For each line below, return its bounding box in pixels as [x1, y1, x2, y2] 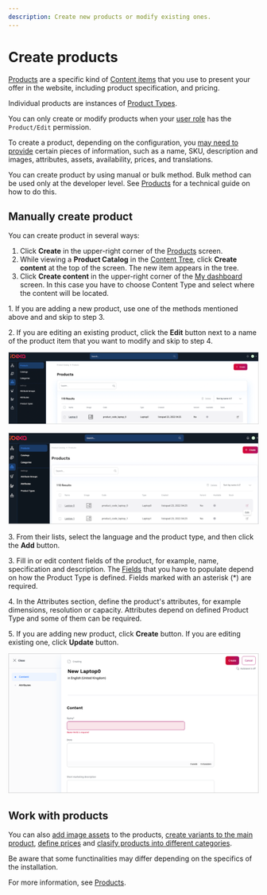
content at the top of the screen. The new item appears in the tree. [19, 263, 240, 273]
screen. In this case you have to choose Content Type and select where [19, 280, 255, 290]
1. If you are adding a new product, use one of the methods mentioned [8, 304, 238, 313]
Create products [8, 48, 118, 66]
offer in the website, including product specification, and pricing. [8, 83, 220, 92]
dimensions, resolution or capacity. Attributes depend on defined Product [8, 605, 249, 615]
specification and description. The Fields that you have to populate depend [8, 565, 254, 574]
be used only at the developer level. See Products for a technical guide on [8, 178, 250, 188]
